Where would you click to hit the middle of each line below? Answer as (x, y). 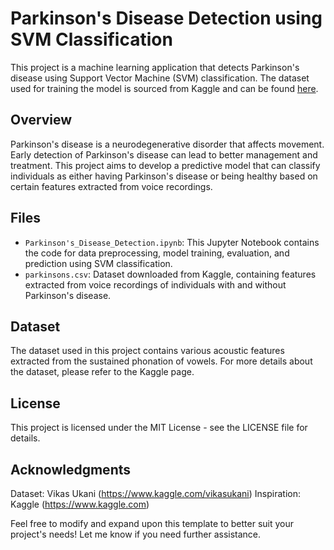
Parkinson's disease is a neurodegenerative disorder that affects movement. (167, 144)
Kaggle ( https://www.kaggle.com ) (80, 504)
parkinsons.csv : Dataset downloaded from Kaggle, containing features (170, 274)
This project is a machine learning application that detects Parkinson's (155, 67)
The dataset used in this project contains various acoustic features (147, 351)
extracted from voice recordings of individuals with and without (155, 284)
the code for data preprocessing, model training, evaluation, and (157, 253)
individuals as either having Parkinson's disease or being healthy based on (164, 176)
